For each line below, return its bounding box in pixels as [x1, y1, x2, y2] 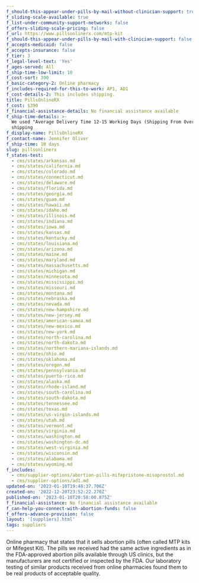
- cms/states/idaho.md [11, 207, 68, 214]
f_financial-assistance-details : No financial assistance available [6, 108, 179, 114]
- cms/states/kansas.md [11, 229, 70, 235]
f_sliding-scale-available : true [6, 14, 89, 20]
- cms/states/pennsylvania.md [11, 367, 86, 373]
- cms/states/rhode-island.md [11, 384, 86, 390]
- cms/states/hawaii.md [11, 202, 70, 208]
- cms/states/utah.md [11, 417, 65, 423]
